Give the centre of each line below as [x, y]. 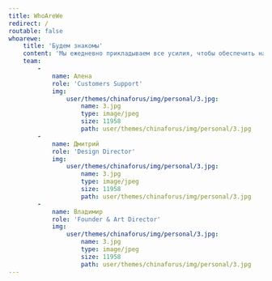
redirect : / [28, 23]
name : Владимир [77, 211]
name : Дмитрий [75, 144]
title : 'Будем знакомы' [63, 46]
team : [32, 62]
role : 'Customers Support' [97, 83]
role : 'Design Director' [93, 151]
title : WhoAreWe [36, 16]
